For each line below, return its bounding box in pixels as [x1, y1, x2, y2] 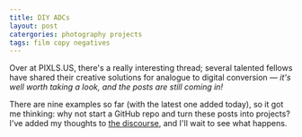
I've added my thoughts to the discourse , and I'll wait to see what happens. [9, 118, 288, 129]
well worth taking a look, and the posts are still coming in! [9, 81, 223, 92]
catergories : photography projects [9, 30, 143, 39]
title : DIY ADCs [9, 13, 70, 22]
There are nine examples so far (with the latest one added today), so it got [9, 99, 284, 110]
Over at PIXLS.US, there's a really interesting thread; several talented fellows [9, 63, 293, 73]
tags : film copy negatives [9, 38, 111, 47]
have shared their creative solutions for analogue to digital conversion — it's [9, 73, 291, 83]
